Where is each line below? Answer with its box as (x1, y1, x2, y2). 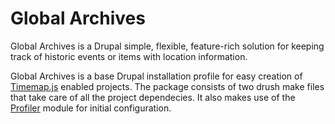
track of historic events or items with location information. (10, 50, 248, 62)
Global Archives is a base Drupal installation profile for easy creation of (10, 70, 303, 82)
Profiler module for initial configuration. (10, 102, 172, 114)
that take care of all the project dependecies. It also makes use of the (10, 91, 296, 103)
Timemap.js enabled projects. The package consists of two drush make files (10, 80, 325, 92)
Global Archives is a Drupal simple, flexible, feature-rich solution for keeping (10, 40, 325, 52)
